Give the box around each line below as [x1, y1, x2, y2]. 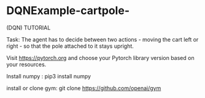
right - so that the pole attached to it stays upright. [6, 42, 134, 50]
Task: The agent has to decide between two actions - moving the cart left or [6, 36, 199, 43]
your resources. [6, 61, 47, 68]
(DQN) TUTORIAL [6, 24, 51, 31]
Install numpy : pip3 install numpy [6, 72, 91, 80]
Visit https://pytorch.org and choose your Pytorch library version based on [6, 54, 195, 61]
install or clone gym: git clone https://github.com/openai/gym [6, 84, 161, 92]
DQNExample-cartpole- [6, 4, 130, 18]
